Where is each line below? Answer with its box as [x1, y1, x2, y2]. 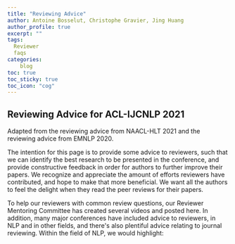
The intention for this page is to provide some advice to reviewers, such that [7, 148, 228, 157]
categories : [7, 56, 42, 63]
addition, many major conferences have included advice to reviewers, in [7, 214, 216, 222]
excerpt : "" [7, 30, 42, 37]
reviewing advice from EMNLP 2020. [7, 134, 114, 143]
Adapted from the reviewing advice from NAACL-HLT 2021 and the [7, 127, 201, 136]
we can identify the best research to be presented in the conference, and [7, 155, 220, 164]
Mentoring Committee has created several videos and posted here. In [7, 207, 209, 215]
